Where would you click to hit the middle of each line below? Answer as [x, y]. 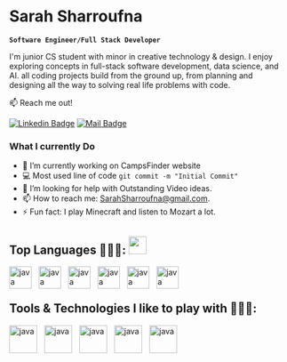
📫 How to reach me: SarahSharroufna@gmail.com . [116, 198]
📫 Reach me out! [41, 102]
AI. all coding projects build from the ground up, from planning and [131, 75]
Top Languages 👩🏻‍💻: [68, 249]
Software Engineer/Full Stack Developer [85, 40]
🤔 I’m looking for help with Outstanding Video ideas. [117, 189]
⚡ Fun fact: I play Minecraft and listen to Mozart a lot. [119, 212]
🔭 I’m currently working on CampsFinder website [112, 165]
